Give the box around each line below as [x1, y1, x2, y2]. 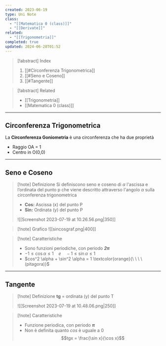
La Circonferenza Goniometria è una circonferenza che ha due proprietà [5, 134, 154, 140]
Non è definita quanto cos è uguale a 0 [24, 328, 104, 334]
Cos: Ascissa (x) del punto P [24, 202, 83, 208]
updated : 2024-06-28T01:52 [5, 44, 61, 49]
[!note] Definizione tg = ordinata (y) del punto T [17, 293, 114, 299]
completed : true [5, 40, 39, 45]
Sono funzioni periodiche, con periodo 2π [24, 245, 110, 251]
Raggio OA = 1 [12, 144, 41, 150]
